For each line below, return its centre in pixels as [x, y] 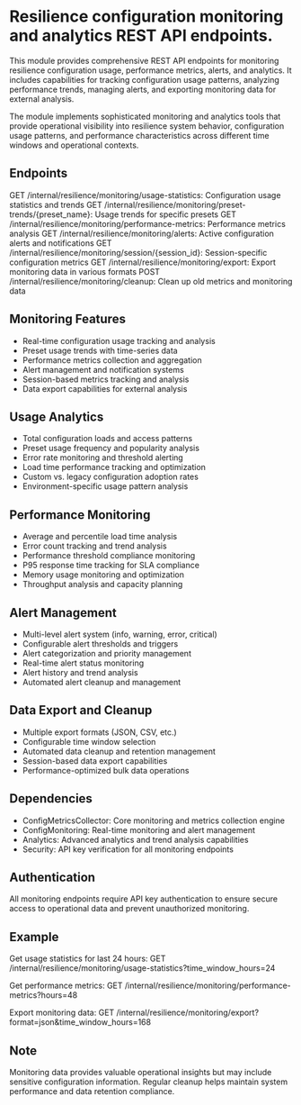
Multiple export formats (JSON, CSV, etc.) [99, 732]
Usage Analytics [57, 417]
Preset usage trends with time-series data [100, 350]
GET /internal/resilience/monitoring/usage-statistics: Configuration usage [145, 195]
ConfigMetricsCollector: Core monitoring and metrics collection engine [154, 820]
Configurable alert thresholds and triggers [100, 644]
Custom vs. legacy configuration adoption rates [111, 477]
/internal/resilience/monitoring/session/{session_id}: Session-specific [138, 252]
